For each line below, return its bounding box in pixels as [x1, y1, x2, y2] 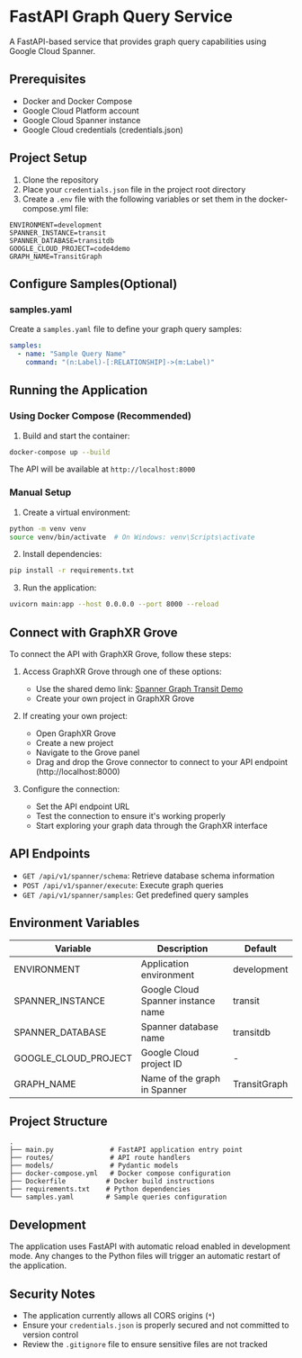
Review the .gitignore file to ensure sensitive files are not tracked [22, 1339, 268, 1350]
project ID [140, 1057, 182, 1070]
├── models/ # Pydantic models [9, 1161, 179, 1171]
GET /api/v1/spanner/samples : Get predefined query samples [22, 889, 249, 900]
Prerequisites [9, 72, 86, 87]
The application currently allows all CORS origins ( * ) [22, 1310, 216, 1321]
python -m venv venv [9, 524, 87, 533]
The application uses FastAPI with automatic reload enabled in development [9, 1241, 290, 1252]
